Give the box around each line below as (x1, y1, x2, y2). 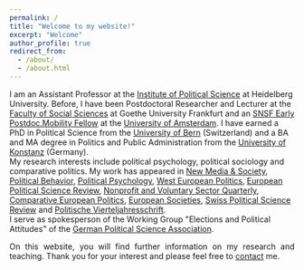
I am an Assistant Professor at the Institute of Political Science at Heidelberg (9, 88, 293, 100)
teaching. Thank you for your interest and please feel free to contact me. (9, 250, 280, 261)
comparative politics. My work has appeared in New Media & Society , (9, 165, 269, 177)
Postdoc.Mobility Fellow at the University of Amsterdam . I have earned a (9, 117, 279, 128)
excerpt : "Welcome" (9, 30, 83, 39)
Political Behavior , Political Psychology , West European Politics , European (9, 175, 283, 186)
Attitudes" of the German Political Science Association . (9, 223, 214, 234)
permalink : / (9, 13, 59, 23)
